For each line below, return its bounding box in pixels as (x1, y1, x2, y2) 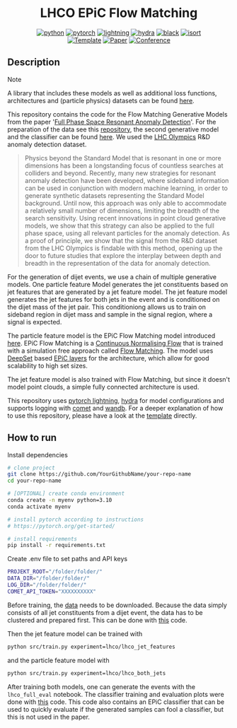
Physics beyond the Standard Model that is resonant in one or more (24, 153, 221, 162)
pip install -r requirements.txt (7, 542, 106, 549)
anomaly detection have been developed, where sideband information (24, 176, 229, 184)
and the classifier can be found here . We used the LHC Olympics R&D (7, 132, 211, 141)
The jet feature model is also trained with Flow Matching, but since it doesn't (7, 375, 231, 383)
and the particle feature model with (7, 656, 110, 664)
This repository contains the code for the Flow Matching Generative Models (7, 110, 228, 118)
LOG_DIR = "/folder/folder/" (7, 582, 87, 589)
